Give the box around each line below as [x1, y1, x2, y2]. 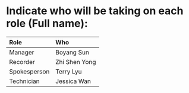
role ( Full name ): [6, 17, 88, 30]
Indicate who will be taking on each [6, 4, 184, 18]
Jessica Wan [55, 77, 91, 85]
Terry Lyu [55, 67, 82, 75]
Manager [9, 48, 34, 56]
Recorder [9, 57, 36, 66]
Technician [9, 77, 40, 85]
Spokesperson [9, 67, 50, 75]
